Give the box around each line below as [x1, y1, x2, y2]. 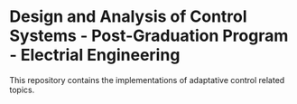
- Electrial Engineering [9, 45, 181, 65]
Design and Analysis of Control [9, 6, 247, 27]
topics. [9, 84, 35, 95]
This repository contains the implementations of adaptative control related [9, 74, 285, 85]
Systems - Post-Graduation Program [9, 25, 289, 46]
